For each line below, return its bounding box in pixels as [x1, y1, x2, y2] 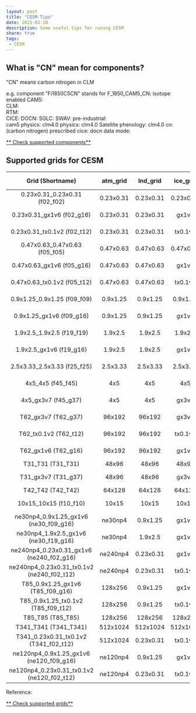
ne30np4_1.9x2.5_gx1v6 [16, 529, 86, 537]
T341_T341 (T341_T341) [15, 623, 87, 631]
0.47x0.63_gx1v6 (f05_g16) [11, 261, 92, 269]
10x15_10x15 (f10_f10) [17, 499, 86, 507]
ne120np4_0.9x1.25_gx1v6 [12, 649, 90, 657]
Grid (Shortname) [26, 176, 77, 185]
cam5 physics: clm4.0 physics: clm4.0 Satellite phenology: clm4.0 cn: [6, 121, 174, 128]
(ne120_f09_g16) [26, 657, 76, 665]
